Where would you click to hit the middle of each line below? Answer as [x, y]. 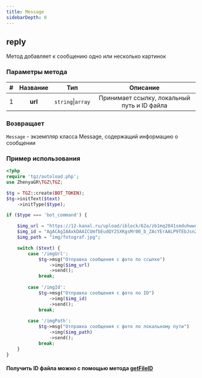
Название [34, 87]
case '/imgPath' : [49, 321]
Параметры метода [37, 72]
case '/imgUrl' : [48, 254]
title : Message [25, 12]
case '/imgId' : [47, 288]
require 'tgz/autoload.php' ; [43, 177]
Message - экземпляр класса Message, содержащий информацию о [92, 136]
